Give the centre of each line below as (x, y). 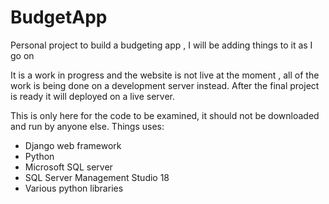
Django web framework (73, 145)
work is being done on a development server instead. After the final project (165, 85)
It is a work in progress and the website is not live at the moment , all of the (165, 75)
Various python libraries (74, 188)
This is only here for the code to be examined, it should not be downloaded (165, 115)
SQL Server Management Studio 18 (97, 177)
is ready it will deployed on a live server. (93, 96)
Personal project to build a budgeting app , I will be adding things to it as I (161, 45)
